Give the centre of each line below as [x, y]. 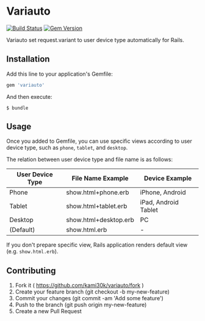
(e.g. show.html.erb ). [32, 251]
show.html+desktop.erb [100, 220]
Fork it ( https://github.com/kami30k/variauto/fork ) [80, 286]
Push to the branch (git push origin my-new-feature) [81, 305]
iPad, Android [159, 203]
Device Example [168, 178]
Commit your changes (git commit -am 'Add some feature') [89, 298]
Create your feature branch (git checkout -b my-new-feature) [92, 292]
